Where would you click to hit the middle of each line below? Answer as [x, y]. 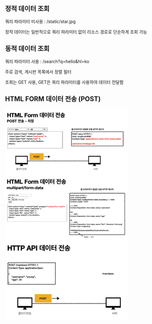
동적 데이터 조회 [27, 49]
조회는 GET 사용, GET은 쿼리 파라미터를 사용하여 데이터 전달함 [64, 82]
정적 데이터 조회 [27, 9]
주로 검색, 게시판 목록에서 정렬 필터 [38, 72]
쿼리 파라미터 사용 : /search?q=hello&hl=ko [47, 61]
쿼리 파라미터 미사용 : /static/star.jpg [40, 21]
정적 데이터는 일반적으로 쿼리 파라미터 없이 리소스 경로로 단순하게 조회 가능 [76, 32]
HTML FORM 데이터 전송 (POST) [53, 99]
